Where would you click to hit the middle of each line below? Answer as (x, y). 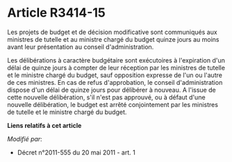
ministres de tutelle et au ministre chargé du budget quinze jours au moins (113, 39)
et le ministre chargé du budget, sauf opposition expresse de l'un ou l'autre (115, 75)
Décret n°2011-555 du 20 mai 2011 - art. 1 (76, 152)
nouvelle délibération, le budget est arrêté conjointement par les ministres (113, 104)
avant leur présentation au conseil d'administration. (81, 47)
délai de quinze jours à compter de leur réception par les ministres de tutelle (116, 67)
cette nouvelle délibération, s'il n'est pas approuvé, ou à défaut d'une (107, 97)
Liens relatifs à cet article (44, 125)
